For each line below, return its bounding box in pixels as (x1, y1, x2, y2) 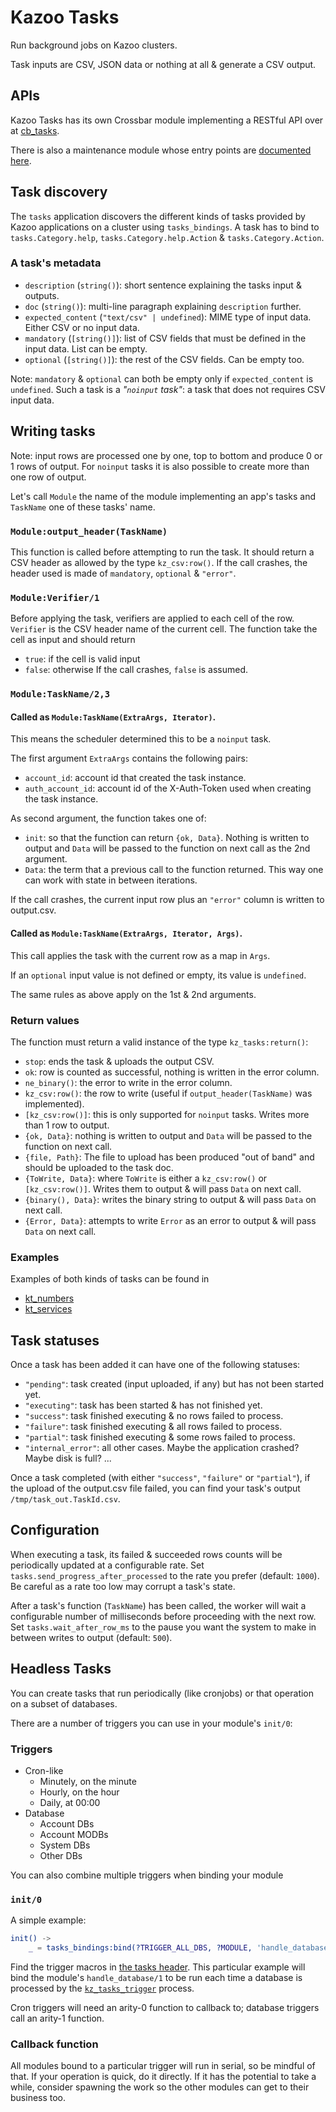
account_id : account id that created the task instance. (24, 772, 247, 784)
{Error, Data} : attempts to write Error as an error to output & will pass (24, 1214, 317, 1226)
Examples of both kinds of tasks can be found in (10, 1273, 210, 1285)
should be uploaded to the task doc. (24, 1161, 174, 1173)
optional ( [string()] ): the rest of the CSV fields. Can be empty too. (24, 353, 305, 365)
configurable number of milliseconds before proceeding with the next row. (10, 1610, 317, 1622)
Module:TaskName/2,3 (10, 689, 111, 700)
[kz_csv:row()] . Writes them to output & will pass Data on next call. (24, 1182, 302, 1195)
